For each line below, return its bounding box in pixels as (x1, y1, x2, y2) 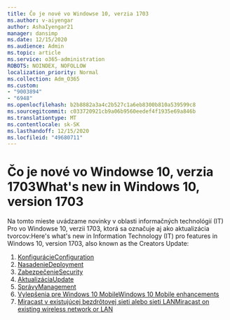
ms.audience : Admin (7, 43, 65, 50)
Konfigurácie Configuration (17, 253, 95, 261)
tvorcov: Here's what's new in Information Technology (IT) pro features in (7, 232, 218, 240)
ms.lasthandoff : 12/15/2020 (7, 127, 90, 134)
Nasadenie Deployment (17, 260, 84, 269)
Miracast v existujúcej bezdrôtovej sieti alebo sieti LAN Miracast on (17, 298, 210, 306)
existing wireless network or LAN (17, 305, 114, 314)
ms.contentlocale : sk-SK (7, 120, 80, 128)
